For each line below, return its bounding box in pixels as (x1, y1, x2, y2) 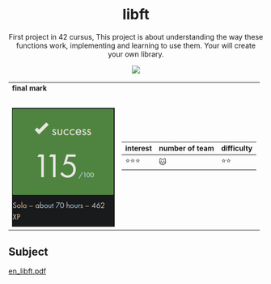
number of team (159, 143, 214, 153)
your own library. (108, 49, 164, 59)
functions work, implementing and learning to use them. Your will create (15, 40, 256, 50)
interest (125, 143, 152, 153)
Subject (8, 244, 49, 258)
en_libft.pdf (8, 266, 47, 276)
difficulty (221, 143, 253, 153)
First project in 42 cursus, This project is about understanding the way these (8, 32, 264, 41)
